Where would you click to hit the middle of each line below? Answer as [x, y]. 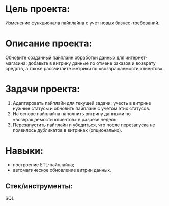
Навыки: [24, 151]
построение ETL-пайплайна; [44, 165]
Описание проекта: [49, 43]
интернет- [136, 57]
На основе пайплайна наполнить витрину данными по [72, 114]
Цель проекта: [38, 9]
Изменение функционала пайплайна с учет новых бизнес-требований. [82, 23]
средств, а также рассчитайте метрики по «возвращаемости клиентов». [85, 68]
